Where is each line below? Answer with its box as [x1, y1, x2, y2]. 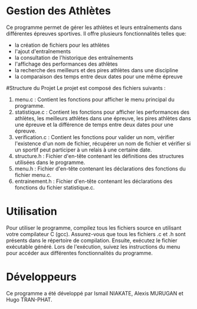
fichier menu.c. [14, 171, 52, 178]
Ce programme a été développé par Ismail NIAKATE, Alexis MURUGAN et [6, 289, 184, 297]
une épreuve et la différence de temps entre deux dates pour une [14, 121, 174, 128]
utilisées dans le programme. [14, 159, 86, 166]
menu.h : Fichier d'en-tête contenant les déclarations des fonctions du [14, 165, 186, 172]
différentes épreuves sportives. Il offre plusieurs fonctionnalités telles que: [6, 30, 187, 37]
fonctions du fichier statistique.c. [14, 184, 95, 191]
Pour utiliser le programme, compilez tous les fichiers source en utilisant [6, 224, 182, 231]
